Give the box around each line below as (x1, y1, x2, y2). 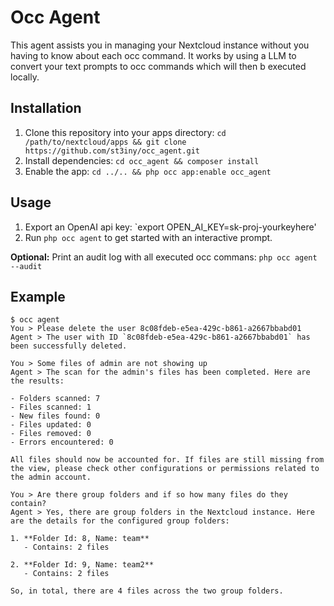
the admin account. (10, 472, 92, 483)
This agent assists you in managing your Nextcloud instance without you (10, 39, 310, 51)
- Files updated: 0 (10, 420, 92, 430)
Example (10, 288, 66, 305)
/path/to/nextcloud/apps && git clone (24, 137, 187, 147)
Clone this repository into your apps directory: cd (24, 126, 227, 138)
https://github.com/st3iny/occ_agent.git (24, 146, 200, 156)
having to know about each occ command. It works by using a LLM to (10, 49, 297, 61)
